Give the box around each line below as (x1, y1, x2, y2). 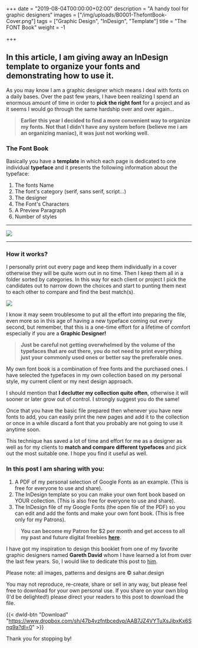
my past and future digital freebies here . (20, 533, 122, 540)
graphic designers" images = (6, 11, 77, 18)
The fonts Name (14, 182, 54, 189)
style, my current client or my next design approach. (6, 378, 134, 385)
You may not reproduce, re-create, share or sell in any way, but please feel (6, 581, 187, 588)
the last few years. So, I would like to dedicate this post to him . (6, 558, 158, 565)
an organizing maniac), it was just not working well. (20, 129, 149, 137)
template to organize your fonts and (6, 61, 140, 72)
